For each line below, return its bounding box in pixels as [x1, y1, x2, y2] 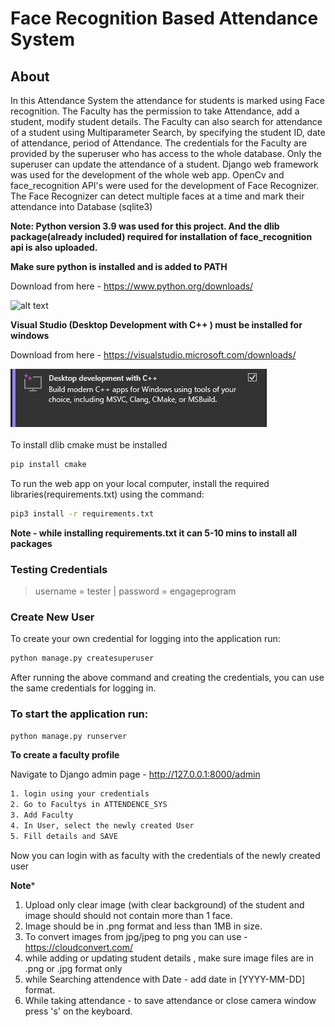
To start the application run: [10, 707, 149, 721]
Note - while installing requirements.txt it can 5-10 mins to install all [10, 527, 298, 539]
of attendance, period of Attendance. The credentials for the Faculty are [10, 137, 308, 149]
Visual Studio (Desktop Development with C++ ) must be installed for [10, 319, 303, 331]
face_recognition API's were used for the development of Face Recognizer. [10, 180, 320, 191]
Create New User [10, 610, 95, 624]
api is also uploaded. [10, 242, 98, 253]
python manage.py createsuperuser [10, 653, 155, 664]
